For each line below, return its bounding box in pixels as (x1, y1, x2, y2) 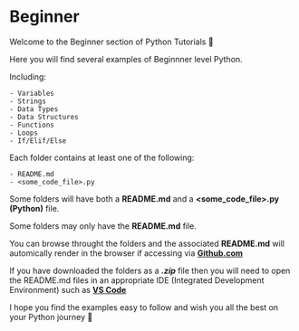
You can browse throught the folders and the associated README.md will (9, 238, 285, 249)
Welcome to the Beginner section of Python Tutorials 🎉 (9, 36, 215, 47)
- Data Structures (9, 112, 79, 121)
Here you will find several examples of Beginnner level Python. (9, 53, 243, 64)
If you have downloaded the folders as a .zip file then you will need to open (9, 265, 291, 276)
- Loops (9, 128, 39, 137)
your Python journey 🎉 (9, 311, 93, 322)
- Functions (9, 120, 54, 129)
